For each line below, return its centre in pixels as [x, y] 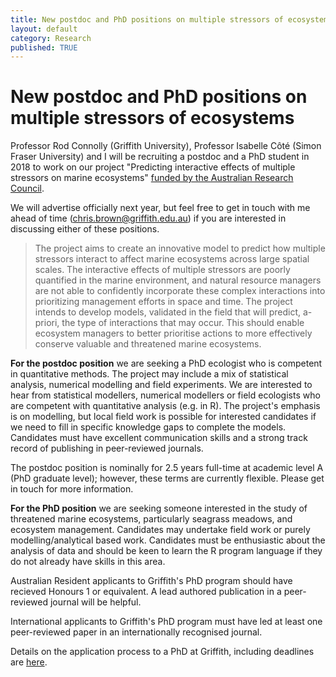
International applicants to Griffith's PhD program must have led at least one [166, 622]
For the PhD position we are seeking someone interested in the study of [159, 508]
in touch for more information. [72, 489]
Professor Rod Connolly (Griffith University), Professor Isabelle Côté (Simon [166, 146]
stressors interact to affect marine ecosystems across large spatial [172, 259]
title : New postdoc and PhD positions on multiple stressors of [147, 19]
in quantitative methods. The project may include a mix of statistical [149, 374]
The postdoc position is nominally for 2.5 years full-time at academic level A [167, 468]
